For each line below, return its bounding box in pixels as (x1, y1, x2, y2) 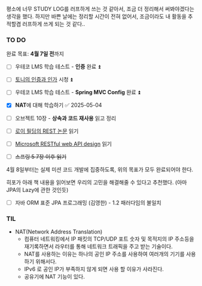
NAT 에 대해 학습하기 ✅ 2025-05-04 (15, 101, 102, 109)
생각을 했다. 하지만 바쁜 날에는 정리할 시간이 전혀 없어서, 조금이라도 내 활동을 (6, 13, 187, 20)
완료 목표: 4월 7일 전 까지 (6, 50, 65, 57)
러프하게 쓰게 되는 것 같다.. (22, 21, 86, 27)
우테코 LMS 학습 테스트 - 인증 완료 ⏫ (15, 63, 101, 71)
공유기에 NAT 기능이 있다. (24, 273, 85, 281)
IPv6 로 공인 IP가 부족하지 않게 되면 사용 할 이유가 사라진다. (24, 265, 165, 273)
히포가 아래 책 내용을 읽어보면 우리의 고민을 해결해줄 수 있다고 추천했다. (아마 (6, 179, 187, 186)
